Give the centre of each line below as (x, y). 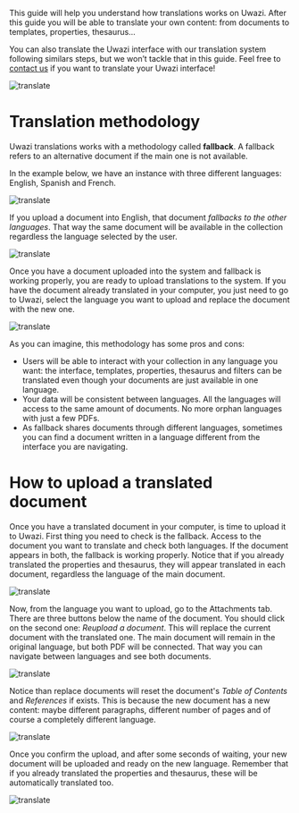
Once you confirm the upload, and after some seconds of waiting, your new (148, 754)
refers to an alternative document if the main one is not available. (129, 156)
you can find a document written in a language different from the (141, 436)
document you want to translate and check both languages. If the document (149, 546)
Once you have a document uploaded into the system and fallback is (135, 271)
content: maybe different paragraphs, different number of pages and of (140, 709)
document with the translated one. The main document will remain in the (142, 637)
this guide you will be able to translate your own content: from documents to (149, 22)
